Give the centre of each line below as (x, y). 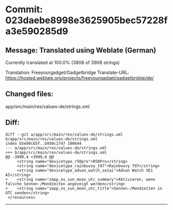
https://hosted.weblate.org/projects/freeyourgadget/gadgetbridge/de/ (80, 78)
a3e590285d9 (37, 31)
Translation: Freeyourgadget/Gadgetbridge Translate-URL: (67, 72)
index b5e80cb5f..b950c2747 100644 (44, 143)
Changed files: (30, 94)
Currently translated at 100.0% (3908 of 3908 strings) (63, 62)
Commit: (24, 9)
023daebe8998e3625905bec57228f (86, 20)
